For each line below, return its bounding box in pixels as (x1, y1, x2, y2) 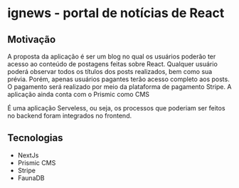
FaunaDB (17, 173, 45, 182)
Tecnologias (7, 132, 63, 144)
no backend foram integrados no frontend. (7, 112, 132, 120)
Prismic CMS (17, 158, 56, 167)
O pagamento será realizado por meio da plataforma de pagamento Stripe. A (7, 83, 232, 90)
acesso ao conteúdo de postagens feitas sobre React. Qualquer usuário (7, 60, 218, 68)
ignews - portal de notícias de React (7, 5, 225, 21)
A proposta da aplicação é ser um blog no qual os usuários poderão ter (7, 52, 216, 61)
